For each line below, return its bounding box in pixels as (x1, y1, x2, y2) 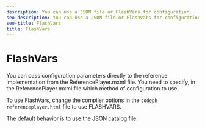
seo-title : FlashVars (6, 20, 62, 26)
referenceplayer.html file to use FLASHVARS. (6, 103, 122, 110)
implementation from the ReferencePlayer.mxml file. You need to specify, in (6, 78, 196, 86)
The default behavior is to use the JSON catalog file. (6, 115, 138, 122)
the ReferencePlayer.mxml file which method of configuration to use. (6, 85, 179, 92)
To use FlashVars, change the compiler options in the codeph (6, 96, 157, 104)
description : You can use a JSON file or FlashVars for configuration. (6, 8, 192, 15)
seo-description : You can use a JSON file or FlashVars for (6, 15, 163, 21)
